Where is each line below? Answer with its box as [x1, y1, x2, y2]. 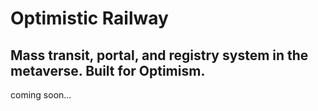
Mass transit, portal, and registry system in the [10, 47, 309, 64]
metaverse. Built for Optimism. [10, 62, 206, 79]
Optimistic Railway [10, 7, 169, 30]
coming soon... [10, 89, 72, 101]
